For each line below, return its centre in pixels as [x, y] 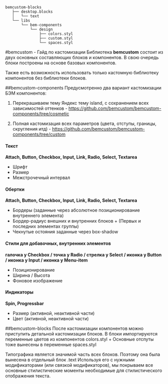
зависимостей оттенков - [40, 108]
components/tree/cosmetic [41, 114]
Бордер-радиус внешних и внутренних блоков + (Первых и [77, 221]
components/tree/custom [39, 134]
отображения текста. [28, 376]
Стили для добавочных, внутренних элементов [58, 243]
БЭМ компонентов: [26, 93]
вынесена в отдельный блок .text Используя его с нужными [70, 360]
